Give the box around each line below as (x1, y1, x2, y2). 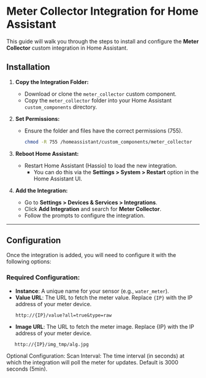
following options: (6, 258, 51, 265)
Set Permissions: (15, 115, 60, 122)
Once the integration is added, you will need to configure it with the (6, 252, 177, 259)
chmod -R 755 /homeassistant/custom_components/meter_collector (24, 139, 193, 145)
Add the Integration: (15, 187, 68, 194)
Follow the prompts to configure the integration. (24, 212, 145, 219)
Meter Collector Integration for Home (6, 4, 199, 18)
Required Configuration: (6, 273, 80, 282)
